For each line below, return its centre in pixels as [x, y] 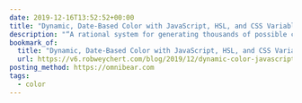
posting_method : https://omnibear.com [82, 68]
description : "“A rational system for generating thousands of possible [148, 34]
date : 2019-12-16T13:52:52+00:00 [72, 17]
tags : [19, 76]
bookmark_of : [34, 43]
